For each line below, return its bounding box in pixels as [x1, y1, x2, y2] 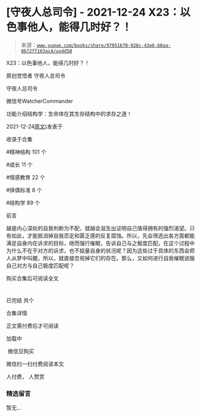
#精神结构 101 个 [6, 148, 47, 156]
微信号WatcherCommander [6, 97, 74, 105]
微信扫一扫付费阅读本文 [6, 360, 64, 368]
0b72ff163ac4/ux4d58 [20, 48, 72, 54]
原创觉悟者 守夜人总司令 [6, 72, 66, 79]
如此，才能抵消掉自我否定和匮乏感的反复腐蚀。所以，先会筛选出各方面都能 [11, 232, 195, 239]
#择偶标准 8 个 [6, 186, 42, 193]
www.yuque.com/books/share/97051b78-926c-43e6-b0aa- [36, 42, 171, 48]
